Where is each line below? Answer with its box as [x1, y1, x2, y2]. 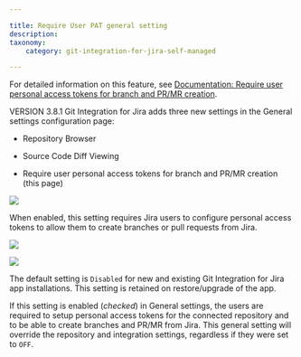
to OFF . [9, 339, 34, 350]
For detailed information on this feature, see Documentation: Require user [9, 79, 283, 90]
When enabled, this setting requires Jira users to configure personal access [9, 212, 292, 223]
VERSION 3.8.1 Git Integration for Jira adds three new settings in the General [9, 106, 293, 117]
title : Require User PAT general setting [9, 21, 168, 30]
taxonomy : [9, 38, 47, 47]
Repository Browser [22, 133, 97, 145]
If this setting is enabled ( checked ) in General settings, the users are [9, 300, 264, 312]
